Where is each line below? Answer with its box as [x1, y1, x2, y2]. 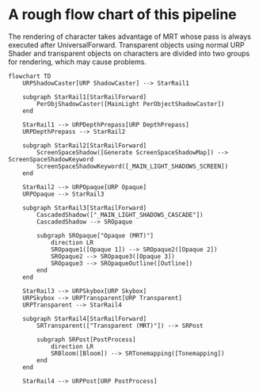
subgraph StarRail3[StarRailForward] [22, 204, 147, 211]
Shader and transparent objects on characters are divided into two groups [8, 48, 250, 58]
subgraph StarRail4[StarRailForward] [22, 314, 147, 322]
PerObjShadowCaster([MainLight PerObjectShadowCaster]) [36, 100, 225, 108]
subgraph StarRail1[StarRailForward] [22, 93, 147, 101]
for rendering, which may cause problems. [8, 57, 147, 67]
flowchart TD [8, 72, 51, 80]
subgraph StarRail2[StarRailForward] [22, 141, 147, 150]
